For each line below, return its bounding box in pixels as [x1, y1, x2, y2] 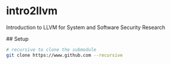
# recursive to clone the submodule [6, 46, 96, 53]
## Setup [6, 35, 29, 42]
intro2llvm [6, 4, 58, 18]
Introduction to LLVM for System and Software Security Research [6, 24, 166, 31]
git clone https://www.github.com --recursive [6, 52, 123, 58]
